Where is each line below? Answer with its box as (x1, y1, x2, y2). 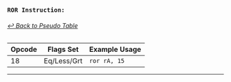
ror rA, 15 (89, 57, 125, 65)
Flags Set (47, 44, 79, 54)
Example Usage (89, 44, 142, 54)
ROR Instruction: (7, 6, 65, 14)
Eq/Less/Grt (43, 56, 82, 66)
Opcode (10, 44, 38, 54)
